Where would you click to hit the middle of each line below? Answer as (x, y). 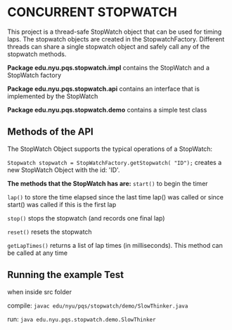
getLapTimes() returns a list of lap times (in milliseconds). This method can (115, 245)
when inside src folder (40, 291)
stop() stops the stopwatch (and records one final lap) (86, 218)
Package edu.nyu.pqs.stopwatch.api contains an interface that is (104, 88)
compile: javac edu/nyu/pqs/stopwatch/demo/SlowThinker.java (98, 305)
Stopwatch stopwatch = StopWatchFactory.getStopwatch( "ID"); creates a (115, 162)
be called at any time (38, 253)
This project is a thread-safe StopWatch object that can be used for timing (115, 32)
